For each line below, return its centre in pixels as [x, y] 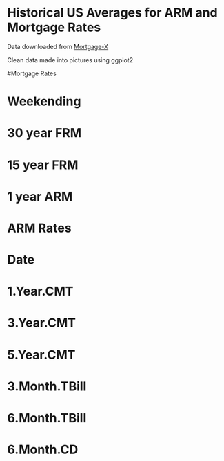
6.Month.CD [43, 450]
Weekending [44, 101]
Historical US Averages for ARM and [113, 13]
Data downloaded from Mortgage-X [58, 46]
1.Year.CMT [40, 291]
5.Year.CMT [41, 355]
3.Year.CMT [41, 323]
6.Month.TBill [47, 418]
